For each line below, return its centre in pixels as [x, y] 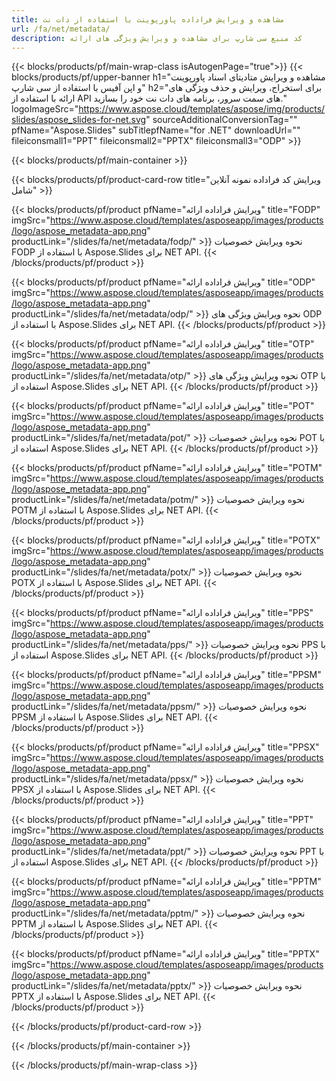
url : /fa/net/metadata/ [61, 29]
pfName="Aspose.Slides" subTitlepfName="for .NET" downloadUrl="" [156, 130]
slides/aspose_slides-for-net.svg [79, 120]
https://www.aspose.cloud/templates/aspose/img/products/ [202, 109]
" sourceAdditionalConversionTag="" [221, 120]
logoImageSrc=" [45, 109]
